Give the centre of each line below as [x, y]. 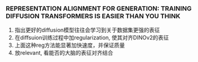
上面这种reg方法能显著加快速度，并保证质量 [70, 45]
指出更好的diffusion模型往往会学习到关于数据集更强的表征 [87, 30]
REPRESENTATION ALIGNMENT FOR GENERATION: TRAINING [99, 9]
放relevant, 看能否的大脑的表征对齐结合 [64, 53]
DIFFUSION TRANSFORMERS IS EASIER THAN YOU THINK [93, 16]
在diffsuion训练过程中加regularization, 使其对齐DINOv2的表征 [92, 38]
